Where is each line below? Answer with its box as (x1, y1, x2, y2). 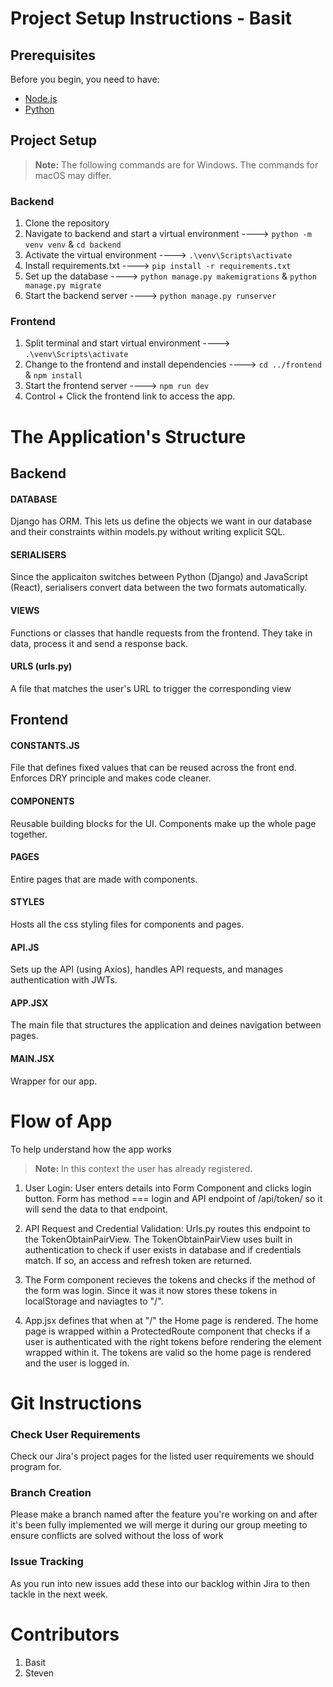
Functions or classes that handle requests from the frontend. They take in (10, 627, 313, 639)
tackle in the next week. (10, 1588, 109, 1600)
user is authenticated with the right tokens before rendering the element (24, 1335, 322, 1347)
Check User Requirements (10, 1427, 141, 1441)
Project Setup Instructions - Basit (10, 7, 292, 30)
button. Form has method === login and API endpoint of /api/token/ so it (24, 1192, 323, 1204)
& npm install (24, 369, 83, 381)
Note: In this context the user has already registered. (34, 1162, 253, 1174)
